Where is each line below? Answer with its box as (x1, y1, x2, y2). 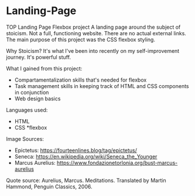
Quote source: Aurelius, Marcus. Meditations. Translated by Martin (6, 177, 166, 184)
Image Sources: (6, 135, 44, 142)
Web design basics (14, 95, 61, 102)
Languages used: (6, 106, 48, 113)
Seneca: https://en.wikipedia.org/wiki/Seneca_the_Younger (14, 153, 158, 160)
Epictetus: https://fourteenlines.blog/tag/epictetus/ (14, 147, 138, 154)
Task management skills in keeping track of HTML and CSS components (14, 82, 189, 89)
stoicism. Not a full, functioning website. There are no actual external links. (6, 29, 186, 36)
